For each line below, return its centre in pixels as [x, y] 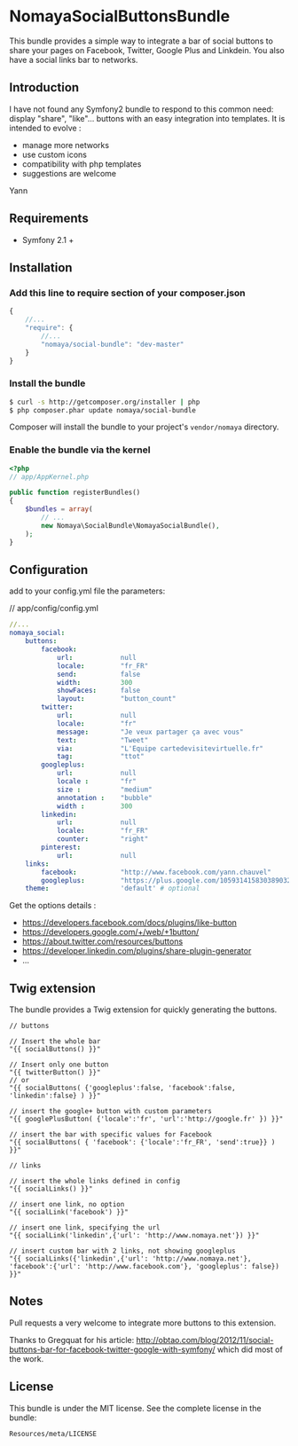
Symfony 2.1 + [48, 240]
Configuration [49, 570]
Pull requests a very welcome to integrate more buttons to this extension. [143, 1323]
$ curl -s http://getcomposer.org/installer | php [105, 402]
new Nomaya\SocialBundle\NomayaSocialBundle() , [130, 525]
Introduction [44, 87]
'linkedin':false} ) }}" [55, 1096]
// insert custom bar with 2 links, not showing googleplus [123, 1251]
